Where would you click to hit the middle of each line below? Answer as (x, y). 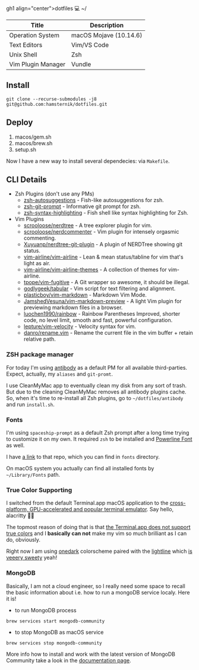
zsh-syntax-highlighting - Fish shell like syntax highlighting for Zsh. (106, 213)
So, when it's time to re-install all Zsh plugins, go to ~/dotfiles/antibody (95, 398)
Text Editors (26, 45)
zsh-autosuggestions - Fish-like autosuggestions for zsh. (94, 200)
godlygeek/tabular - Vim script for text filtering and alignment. (99, 289)
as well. (15, 445)
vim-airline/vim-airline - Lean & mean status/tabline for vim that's (103, 257)
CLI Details (27, 180)
